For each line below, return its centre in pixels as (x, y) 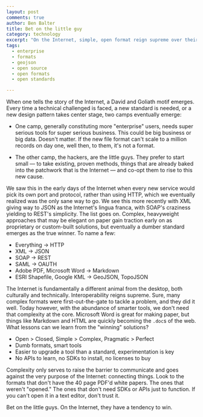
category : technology (34, 34)
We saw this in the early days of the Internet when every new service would (101, 189)
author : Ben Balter (31, 23)
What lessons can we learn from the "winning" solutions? (78, 328)
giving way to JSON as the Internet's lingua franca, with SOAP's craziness (98, 208)
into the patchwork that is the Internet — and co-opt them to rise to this (104, 170)
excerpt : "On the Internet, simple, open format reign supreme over (94, 40)
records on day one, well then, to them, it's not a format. (85, 146)
